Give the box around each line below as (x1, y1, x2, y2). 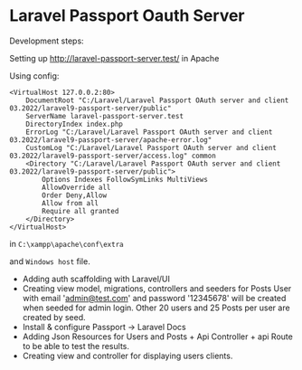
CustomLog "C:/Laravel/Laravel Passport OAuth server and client (25, 143, 278, 152)
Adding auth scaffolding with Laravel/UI (22, 273, 170, 284)
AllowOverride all (42, 183, 111, 192)
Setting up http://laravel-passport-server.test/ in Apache (9, 52, 220, 63)
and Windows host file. (9, 255, 90, 267)
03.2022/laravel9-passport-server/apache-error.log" (9, 135, 212, 145)
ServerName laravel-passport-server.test (25, 111, 184, 120)
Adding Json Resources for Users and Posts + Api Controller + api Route (22, 331, 294, 342)
